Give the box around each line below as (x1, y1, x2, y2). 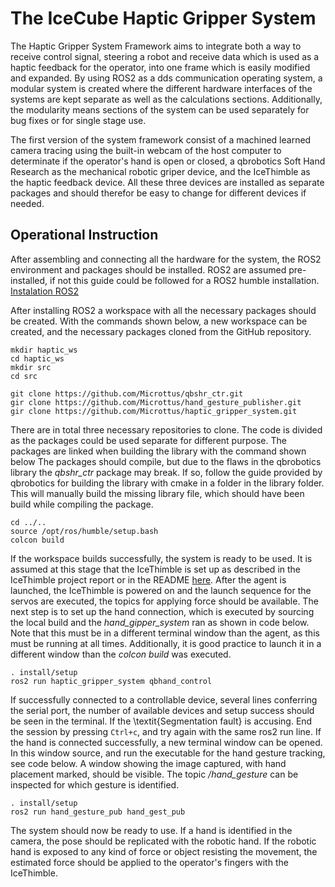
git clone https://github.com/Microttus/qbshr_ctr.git (10, 388, 244, 399)
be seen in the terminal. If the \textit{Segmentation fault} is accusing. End (10, 715, 313, 727)
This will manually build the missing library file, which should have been (10, 487, 305, 499)
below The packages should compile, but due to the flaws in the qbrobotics (10, 455, 322, 467)
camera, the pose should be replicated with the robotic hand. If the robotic (10, 835, 317, 847)
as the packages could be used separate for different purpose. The (10, 434, 287, 446)
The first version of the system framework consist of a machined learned (10, 133, 312, 146)
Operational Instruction (10, 227, 159, 244)
